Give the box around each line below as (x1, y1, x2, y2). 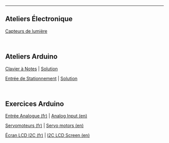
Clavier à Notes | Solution (5, 66, 58, 72)
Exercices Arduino (5, 100, 64, 108)
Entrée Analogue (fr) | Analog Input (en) (5, 113, 88, 119)
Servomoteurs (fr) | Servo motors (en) (5, 122, 84, 128)
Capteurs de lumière (5, 28, 48, 34)
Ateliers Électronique (5, 15, 73, 23)
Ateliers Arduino (5, 52, 58, 61)
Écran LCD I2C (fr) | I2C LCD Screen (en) (5, 132, 90, 138)
